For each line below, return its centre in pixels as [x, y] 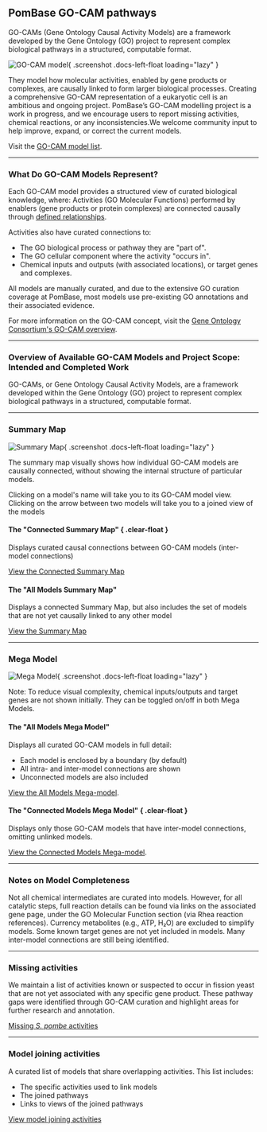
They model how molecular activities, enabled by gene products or [118, 80]
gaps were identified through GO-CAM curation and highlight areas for [124, 1002]
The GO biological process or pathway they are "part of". [113, 248]
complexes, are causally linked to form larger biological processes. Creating [132, 88]
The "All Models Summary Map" [63, 589]
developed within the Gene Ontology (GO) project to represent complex [125, 393]
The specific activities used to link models [88, 1087]
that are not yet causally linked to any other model [90, 616]
